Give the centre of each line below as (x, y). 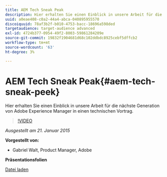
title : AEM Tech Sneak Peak (34, 10)
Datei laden (17, 169)
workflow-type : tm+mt (28, 43)
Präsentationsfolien (26, 160)
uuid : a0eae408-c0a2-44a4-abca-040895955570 (52, 19)
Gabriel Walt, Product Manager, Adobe (52, 150)
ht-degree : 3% (20, 52)
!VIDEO (25, 121)
